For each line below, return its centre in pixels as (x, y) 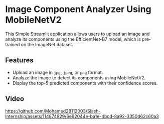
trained (13, 44)
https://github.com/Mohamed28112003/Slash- (53, 111)
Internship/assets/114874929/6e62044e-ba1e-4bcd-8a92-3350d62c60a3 (82, 116)
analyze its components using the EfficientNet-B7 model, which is (73, 39)
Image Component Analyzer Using (78, 9)
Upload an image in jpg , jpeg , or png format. (58, 72)
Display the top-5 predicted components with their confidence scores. (85, 83)
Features (19, 60)
